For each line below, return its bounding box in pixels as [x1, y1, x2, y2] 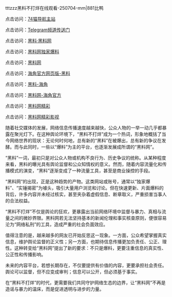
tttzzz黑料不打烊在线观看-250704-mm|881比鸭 [5, 5, 104, 11]
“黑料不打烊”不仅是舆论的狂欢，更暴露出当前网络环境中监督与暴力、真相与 [5, 208, 162, 215]
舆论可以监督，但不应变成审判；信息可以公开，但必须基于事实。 [5, 269, 140, 274]
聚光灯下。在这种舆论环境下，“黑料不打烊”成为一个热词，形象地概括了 [14, 131, 162, 137]
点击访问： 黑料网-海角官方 [5, 92, 61, 98]
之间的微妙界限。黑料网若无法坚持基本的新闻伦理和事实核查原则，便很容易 [9, 215, 167, 221]
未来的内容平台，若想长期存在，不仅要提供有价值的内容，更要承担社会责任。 [5, 262, 167, 268]
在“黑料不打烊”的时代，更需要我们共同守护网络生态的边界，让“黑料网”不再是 [5, 280, 166, 286]
